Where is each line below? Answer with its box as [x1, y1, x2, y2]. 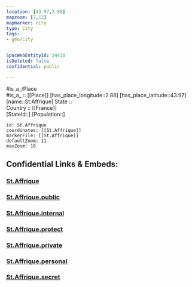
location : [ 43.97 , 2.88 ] [6, 8, 66, 15]
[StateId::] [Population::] [6, 110, 65, 118]
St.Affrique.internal [6, 209, 65, 217]
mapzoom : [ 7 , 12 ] [6, 14, 47, 20]
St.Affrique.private [6, 241, 63, 249]
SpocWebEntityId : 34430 [6, 53, 66, 58]
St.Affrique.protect [6, 225, 63, 233]
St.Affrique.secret [6, 273, 60, 281]
